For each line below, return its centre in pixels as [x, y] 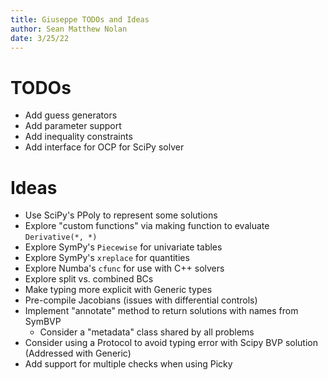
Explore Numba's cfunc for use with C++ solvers [124, 268]
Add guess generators [71, 115]
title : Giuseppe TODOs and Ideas [80, 19]
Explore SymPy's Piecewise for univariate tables [123, 247]
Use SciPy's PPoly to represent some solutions [121, 215]
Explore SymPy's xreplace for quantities [107, 258]
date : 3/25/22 [40, 38]
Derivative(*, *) [61, 237]
